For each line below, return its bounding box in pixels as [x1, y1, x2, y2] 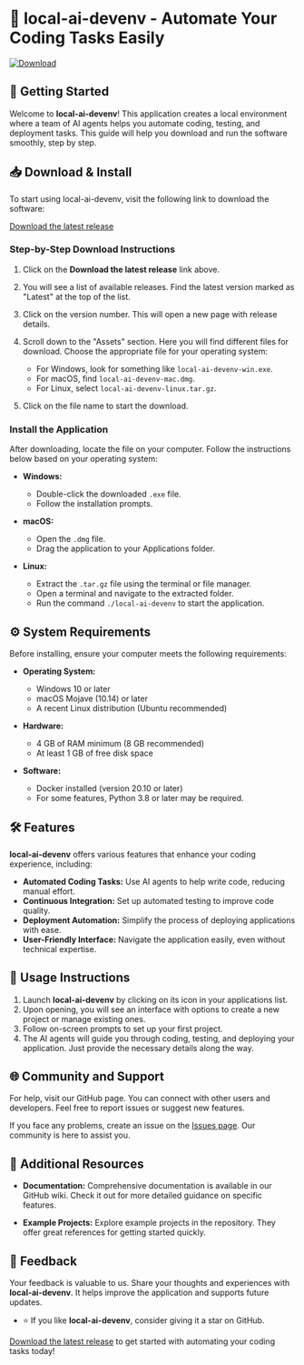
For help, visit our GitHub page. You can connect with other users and [9, 1093, 270, 1104]
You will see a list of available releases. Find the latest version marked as [22, 281, 295, 292]
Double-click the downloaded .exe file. [35, 488, 181, 499]
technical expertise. [22, 943, 97, 954]
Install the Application [9, 423, 109, 436]
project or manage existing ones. [22, 1013, 146, 1024]
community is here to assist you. [9, 1129, 131, 1140]
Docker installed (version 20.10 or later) [35, 782, 183, 794]
